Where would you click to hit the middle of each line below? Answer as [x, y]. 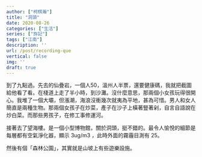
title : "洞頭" [23, 17]
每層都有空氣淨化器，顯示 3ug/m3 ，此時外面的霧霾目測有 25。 [85, 135]
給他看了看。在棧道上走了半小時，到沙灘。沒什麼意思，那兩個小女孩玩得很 [98, 93]
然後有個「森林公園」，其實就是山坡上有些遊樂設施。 [71, 148]
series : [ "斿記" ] [27, 34]
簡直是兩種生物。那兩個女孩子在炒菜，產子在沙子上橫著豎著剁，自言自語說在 [101, 108]
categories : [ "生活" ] [32, 28]
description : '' [26, 46]
